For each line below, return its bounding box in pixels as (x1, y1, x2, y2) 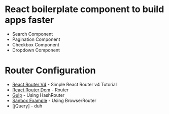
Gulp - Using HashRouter (12, 92, 65, 98)
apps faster (5, 14, 54, 26)
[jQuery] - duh (12, 102, 43, 109)
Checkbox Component (12, 41, 59, 47)
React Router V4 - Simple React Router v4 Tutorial (12, 81, 117, 87)
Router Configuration (5, 65, 96, 76)
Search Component (12, 31, 53, 37)
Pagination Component (12, 36, 60, 42)
